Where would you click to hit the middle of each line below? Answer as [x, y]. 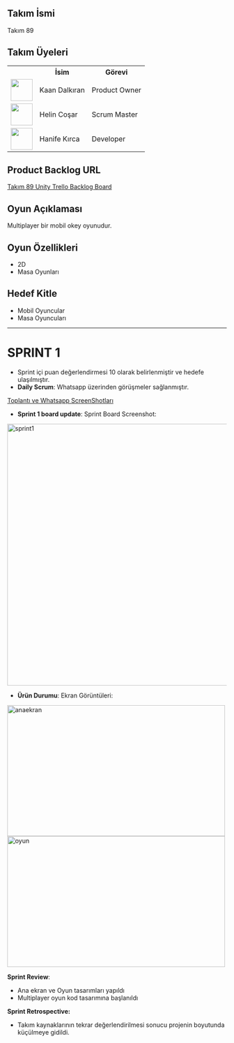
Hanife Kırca [60, 139]
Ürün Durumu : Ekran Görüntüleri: [65, 695]
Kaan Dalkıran [62, 90]
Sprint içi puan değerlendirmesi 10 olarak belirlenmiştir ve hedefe [110, 372]
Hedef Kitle [32, 294]
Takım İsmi [31, 14]
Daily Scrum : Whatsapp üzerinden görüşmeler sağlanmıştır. [103, 387]
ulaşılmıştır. [33, 379]
